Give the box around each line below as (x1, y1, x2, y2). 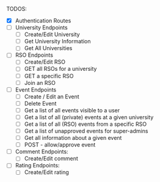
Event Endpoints (15, 86, 57, 93)
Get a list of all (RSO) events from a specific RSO (24, 120, 147, 128)
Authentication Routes (15, 17, 71, 24)
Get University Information (24, 38, 91, 45)
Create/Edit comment (24, 155, 78, 162)
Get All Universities (24, 45, 73, 52)
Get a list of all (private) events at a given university (24, 113, 154, 121)
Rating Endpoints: (15, 162, 60, 169)
